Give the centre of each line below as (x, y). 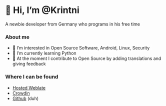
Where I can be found (32, 77)
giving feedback (29, 64)
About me (17, 37)
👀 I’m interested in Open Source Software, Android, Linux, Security (81, 48)
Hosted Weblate (29, 87)
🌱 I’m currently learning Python (44, 53)
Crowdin (21, 93)
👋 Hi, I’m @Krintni (42, 10)
